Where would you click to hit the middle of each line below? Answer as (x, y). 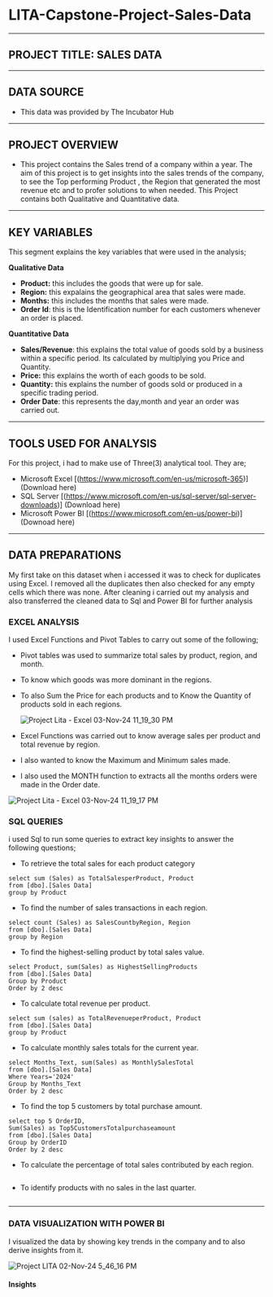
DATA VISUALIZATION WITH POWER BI (87, 1224)
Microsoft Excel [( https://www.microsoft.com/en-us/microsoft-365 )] (134, 479)
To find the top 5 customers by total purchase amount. (111, 1106)
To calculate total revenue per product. (85, 1004)
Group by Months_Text (45, 1084)
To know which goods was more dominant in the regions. (116, 680)
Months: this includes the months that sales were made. (115, 301)
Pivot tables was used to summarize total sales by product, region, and (139, 655)
